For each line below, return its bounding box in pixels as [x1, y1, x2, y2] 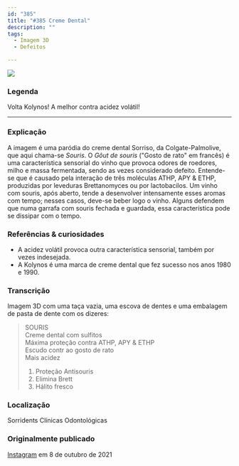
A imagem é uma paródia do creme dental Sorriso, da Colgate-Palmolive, [7, 143, 222, 152]
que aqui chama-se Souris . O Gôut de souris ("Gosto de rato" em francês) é [7, 151, 230, 159]
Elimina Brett [35, 375, 73, 383]
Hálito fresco [35, 382, 73, 391]
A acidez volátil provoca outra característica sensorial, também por [17, 245, 215, 253]
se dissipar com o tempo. [7, 211, 82, 220]
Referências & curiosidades [7, 229, 105, 239]
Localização [7, 400, 51, 410]
